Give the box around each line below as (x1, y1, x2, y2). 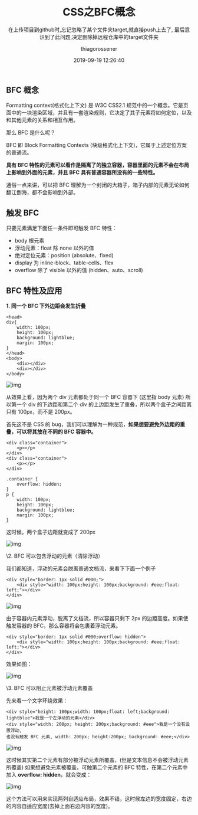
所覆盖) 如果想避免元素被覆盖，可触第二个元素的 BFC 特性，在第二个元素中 (6, 764, 188, 771)
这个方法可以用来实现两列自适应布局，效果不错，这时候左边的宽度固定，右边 (6, 795, 192, 802)
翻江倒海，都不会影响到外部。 (6, 189, 78, 196)
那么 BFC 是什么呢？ (6, 129, 56, 136)
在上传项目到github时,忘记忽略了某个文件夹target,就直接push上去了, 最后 (8, 26, 185, 33)
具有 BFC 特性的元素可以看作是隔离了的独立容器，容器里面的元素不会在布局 (6, 162, 190, 169)
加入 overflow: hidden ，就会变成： (6, 771, 92, 778)
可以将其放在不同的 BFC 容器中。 (16, 428, 97, 435)
